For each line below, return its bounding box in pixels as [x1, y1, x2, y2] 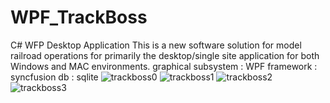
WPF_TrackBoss [10, 6, 148, 29]
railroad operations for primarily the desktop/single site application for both [10, 49, 320, 61]
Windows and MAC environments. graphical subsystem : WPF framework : [10, 60, 318, 72]
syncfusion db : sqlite [10, 71, 99, 83]
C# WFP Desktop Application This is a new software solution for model [10, 39, 302, 51]
